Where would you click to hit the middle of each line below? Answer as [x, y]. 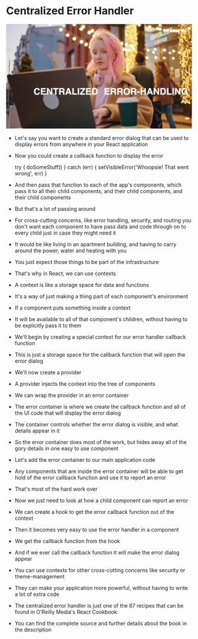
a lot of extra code [37, 594]
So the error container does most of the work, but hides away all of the [100, 442]
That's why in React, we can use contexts [65, 273]
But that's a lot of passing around [55, 209]
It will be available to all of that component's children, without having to [101, 319]
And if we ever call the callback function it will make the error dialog [97, 553]
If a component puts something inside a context [72, 308]
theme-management [39, 576]
